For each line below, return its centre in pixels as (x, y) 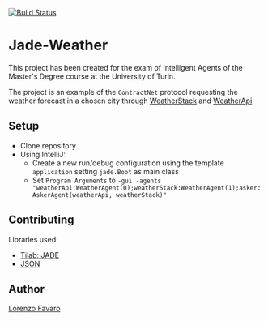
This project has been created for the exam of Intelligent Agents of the (125, 67)
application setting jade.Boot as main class (106, 171)
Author (26, 289)
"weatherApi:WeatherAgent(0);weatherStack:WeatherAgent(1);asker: (147, 188)
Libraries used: (33, 239)
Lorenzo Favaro (34, 309)
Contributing (41, 220)
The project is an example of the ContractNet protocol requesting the (123, 92)
